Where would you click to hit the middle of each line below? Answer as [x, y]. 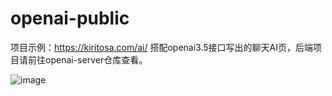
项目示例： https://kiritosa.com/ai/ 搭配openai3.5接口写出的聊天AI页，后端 [161, 47]
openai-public [70, 18]
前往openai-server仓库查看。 [87, 59]
